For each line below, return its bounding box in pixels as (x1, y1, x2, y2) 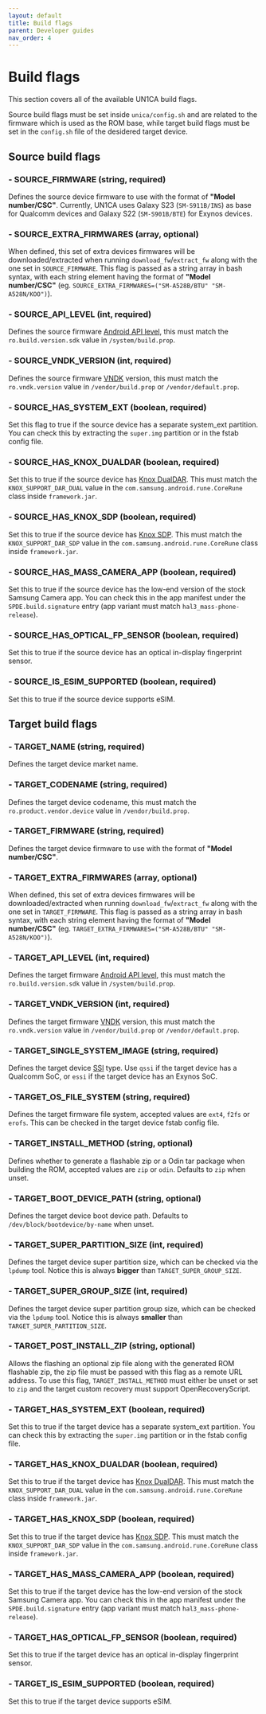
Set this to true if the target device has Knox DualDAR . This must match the (8, 1477, 255, 1486)
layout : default (8, 11, 62, 20)
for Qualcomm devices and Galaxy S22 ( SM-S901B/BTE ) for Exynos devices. (8, 209, 252, 218)
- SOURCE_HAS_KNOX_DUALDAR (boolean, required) (8, 456, 220, 467)
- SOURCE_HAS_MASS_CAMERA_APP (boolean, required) (8, 566, 237, 577)
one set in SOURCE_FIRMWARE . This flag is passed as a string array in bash (8, 264, 243, 273)
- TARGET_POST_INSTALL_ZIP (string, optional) (8, 1341, 196, 1352)
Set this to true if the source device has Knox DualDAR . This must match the (8, 474, 257, 484)
